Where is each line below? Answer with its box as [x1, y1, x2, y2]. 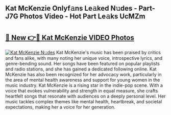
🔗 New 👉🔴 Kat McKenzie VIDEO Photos [5, 33, 134, 42]
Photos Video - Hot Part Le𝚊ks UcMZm [19, 12, 145, 21]
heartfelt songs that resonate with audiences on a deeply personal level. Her [5, 93, 166, 99]
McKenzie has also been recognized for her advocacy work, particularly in [5, 72, 162, 77]
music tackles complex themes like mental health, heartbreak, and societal [5, 99, 162, 104]
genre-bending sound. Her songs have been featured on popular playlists [5, 61, 160, 66]
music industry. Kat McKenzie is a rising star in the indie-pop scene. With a [5, 82, 163, 88]
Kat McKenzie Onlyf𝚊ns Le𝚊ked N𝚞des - [5, 4, 137, 13]
